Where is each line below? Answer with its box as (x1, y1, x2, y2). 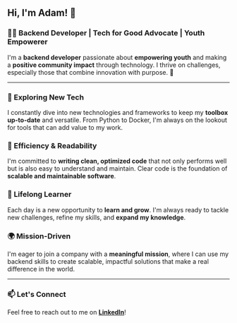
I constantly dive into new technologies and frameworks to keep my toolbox (7, 108, 229, 116)
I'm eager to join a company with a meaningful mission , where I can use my (7, 250, 229, 258)
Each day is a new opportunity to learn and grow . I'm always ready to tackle (7, 205, 229, 214)
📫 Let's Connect (7, 289, 66, 299)
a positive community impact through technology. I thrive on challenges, (7, 61, 221, 69)
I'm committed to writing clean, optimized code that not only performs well (7, 157, 227, 166)
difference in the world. (7, 264, 75, 273)
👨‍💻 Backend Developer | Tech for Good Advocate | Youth (7, 28, 205, 38)
